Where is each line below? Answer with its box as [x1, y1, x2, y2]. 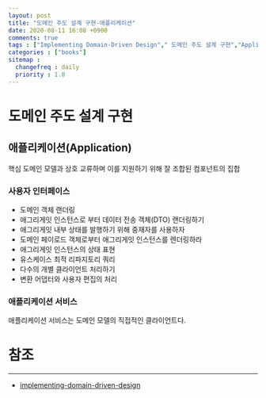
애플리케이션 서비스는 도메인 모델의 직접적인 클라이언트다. [8, 316, 186, 325]
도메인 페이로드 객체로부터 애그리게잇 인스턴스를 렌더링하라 [19, 235, 203, 244]
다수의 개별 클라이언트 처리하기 [19, 264, 116, 274]
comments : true [8, 33, 59, 42]
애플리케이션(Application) [8, 141, 132, 155]
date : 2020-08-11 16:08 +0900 [8, 26, 108, 34]
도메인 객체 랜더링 [19, 205, 75, 214]
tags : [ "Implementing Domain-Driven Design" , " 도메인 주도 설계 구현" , [8, 41, 238, 49]
